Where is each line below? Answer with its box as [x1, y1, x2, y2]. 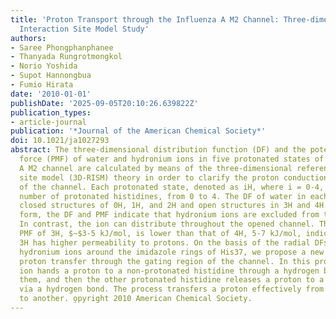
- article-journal [10, 117, 87, 127]
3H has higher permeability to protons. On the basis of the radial [19, 237, 311, 248]
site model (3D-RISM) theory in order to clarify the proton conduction [19, 172, 329, 183]
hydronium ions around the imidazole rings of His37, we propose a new [19, 247, 325, 257]
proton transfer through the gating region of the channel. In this [19, 256, 311, 266]
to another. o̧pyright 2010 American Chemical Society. [19, 294, 253, 304]
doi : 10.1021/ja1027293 [10, 136, 110, 146]
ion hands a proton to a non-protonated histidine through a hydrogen [19, 266, 320, 276]
